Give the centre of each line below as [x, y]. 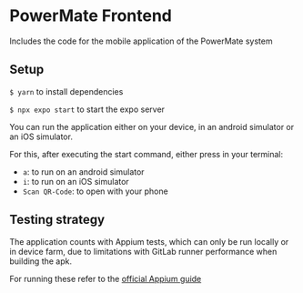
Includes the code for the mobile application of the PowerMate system [141, 41]
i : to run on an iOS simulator [76, 181]
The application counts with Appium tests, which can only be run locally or [149, 241]
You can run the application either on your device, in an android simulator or [152, 126]
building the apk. [41, 261]
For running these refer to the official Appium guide [106, 278]
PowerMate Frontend [91, 16]
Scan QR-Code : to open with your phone [95, 191]
